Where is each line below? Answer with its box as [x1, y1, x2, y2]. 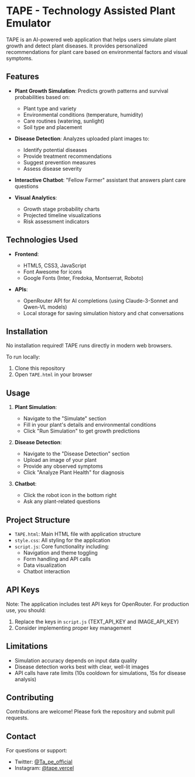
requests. [6, 714, 29, 721]
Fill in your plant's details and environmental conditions [23, 421, 156, 428]
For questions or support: [6, 747, 67, 754]
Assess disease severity [23, 165, 82, 172]
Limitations [6, 641, 48, 651]
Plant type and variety [23, 104, 77, 112]
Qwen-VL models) [23, 303, 67, 310]
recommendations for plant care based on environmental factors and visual [6, 48, 188, 55]
